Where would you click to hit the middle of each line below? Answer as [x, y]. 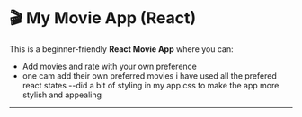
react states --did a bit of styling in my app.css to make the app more [151, 85]
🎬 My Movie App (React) [102, 18]
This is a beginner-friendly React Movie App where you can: [121, 49]
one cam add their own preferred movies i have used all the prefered [149, 75]
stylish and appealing [62, 95]
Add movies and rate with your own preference [110, 66]
